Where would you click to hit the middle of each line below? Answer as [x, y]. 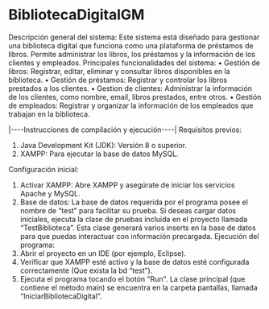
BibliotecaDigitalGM [77, 15]
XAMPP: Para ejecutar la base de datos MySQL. [99, 154]
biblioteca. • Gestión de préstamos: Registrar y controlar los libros [118, 80]
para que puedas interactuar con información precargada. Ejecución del [139, 236]
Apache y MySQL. [50, 193]
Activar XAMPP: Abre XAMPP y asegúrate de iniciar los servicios [127, 185]
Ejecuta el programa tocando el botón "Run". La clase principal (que [132, 278]
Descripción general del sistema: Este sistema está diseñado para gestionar [134, 37]
